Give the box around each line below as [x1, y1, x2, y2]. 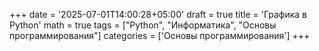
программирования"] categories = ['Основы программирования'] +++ [9, 30, 311, 41]
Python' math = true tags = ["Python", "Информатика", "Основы [9, 19, 277, 31]
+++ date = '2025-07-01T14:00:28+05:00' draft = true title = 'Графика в [9, 9, 307, 20]
